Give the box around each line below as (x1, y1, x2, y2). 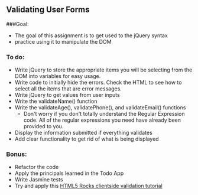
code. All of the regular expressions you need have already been (23, 116, 181, 123)
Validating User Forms (6, 5, 90, 15)
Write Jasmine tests (14, 176, 63, 183)
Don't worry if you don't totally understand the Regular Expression (23, 110, 185, 118)
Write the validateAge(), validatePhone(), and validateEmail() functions (14, 104, 186, 111)
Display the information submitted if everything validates (14, 129, 152, 136)
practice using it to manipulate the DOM (14, 38, 112, 45)
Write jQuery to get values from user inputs (14, 92, 120, 99)
